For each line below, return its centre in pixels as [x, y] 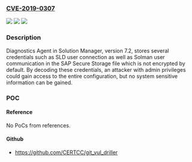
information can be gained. [39, 82]
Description [24, 38]
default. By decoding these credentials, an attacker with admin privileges [96, 69]
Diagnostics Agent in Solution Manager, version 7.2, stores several [88, 51]
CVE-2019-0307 [31, 8]
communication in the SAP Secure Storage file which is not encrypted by [96, 63]
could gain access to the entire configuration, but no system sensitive [92, 76]
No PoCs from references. [38, 125]
